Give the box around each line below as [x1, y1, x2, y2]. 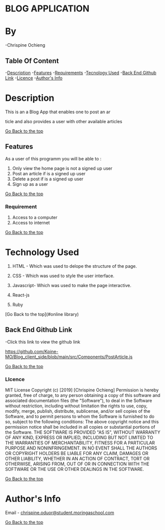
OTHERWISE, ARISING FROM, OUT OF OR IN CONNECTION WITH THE [5, 461, 150, 467]
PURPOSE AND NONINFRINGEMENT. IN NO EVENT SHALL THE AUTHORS [5, 445, 158, 451]
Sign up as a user [12, 181, 48, 187]
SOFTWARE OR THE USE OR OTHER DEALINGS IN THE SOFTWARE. [5, 466, 144, 472]
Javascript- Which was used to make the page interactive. [12, 282, 131, 288]
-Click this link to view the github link [5, 339, 80, 345]
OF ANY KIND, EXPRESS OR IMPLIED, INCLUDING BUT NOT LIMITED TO [5, 435, 154, 441]
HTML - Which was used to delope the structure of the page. [12, 263, 137, 269]
